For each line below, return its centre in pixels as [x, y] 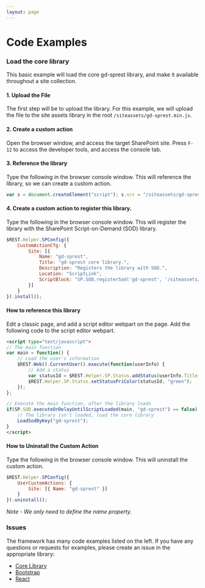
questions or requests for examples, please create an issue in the [88, 547]
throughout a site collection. [41, 81]
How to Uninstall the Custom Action [52, 446]
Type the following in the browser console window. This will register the [96, 222]
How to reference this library [43, 311]
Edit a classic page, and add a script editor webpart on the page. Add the [98, 324]
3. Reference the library [37, 163]
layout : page [23, 12]
